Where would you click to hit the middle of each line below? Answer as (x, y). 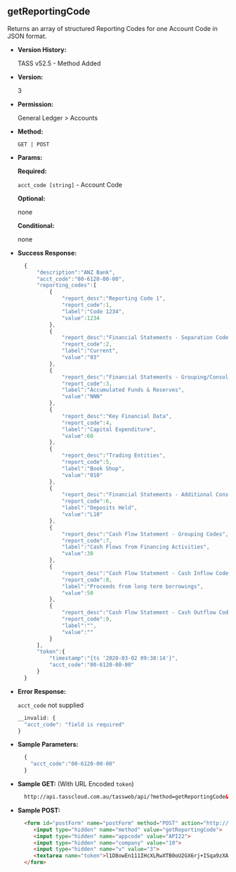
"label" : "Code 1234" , (93, 311)
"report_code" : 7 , (87, 541)
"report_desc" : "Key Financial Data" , (117, 416)
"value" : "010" (83, 475)
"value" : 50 (78, 593)
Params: (30, 157)
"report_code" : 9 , (87, 619)
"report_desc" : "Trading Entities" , (114, 456)
